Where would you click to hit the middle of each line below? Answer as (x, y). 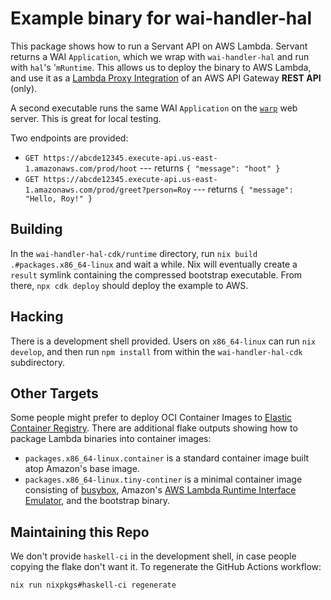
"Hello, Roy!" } (58, 198)
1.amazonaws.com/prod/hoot (81, 168)
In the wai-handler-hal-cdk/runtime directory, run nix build (134, 253)
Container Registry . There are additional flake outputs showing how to (154, 428)
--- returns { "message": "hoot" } (210, 168)
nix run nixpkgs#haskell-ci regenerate (93, 585)
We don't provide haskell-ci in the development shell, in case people (153, 556)
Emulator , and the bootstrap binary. (97, 501)
